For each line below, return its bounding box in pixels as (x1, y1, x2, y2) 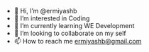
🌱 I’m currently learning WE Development (13, 22, 135, 30)
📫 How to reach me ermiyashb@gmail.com (13, 37, 142, 45)
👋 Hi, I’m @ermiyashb (13, 7, 77, 15)
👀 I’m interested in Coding (13, 14, 90, 22)
